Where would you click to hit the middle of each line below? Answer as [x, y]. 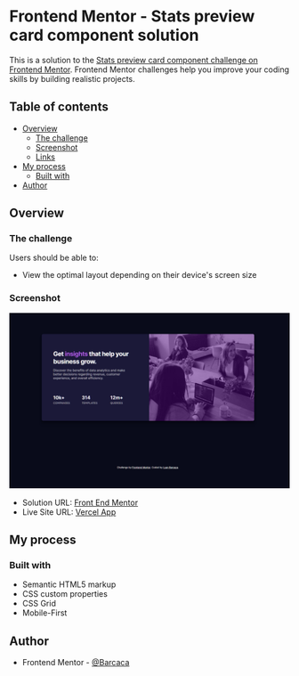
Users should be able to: [54, 258]
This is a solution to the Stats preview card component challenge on [133, 60]
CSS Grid [39, 604]
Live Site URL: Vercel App [69, 512]
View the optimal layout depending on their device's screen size [139, 275]
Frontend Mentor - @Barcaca [76, 663]
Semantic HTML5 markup [69, 584]
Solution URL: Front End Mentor [80, 502]
